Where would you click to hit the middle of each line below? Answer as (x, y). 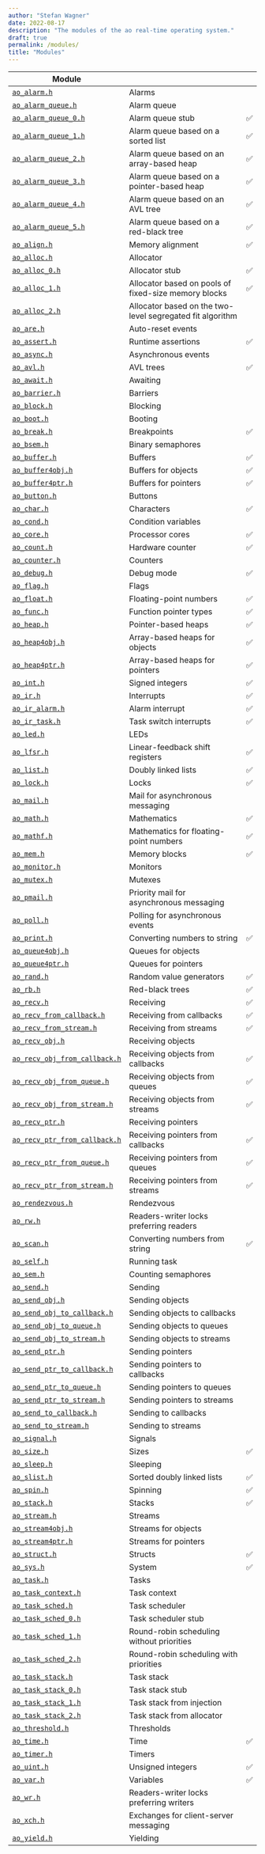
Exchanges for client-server (181, 1815)
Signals (142, 1439)
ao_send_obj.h (39, 1300)
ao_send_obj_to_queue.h (57, 1326)
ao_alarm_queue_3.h (49, 182)
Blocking (145, 406)
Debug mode (153, 573)
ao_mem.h (28, 854)
